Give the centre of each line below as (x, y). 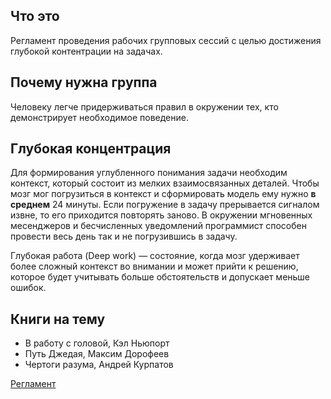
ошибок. (28, 288)
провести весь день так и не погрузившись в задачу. (124, 236)
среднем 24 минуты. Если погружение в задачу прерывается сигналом (165, 205)
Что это (35, 16)
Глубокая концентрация (91, 149)
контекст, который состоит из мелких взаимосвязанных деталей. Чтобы (165, 183)
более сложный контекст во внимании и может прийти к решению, (154, 266)
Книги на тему (58, 319)
